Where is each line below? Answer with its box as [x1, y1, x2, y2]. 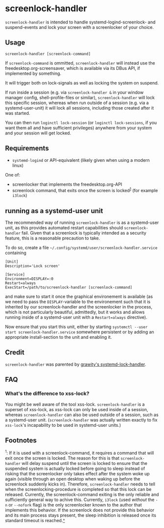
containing [5, 250, 27, 256]
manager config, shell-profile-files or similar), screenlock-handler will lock [5, 94, 155, 100]
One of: [5, 172, 21, 177]
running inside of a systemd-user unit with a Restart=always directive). [5, 314, 148, 320]
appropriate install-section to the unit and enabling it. [5, 334, 112, 340]
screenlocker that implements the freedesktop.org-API [12, 181, 122, 187]
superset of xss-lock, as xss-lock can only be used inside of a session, [5, 406, 148, 412]
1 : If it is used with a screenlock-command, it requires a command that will [5, 449, 154, 456]
